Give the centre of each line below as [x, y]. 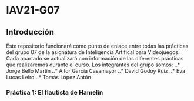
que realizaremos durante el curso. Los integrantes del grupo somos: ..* [93, 65]
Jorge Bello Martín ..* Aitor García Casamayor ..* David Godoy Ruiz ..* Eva [96, 71]
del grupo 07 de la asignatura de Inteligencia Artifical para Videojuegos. [93, 52]
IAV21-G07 [33, 10]
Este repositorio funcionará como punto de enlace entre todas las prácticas [97, 46]
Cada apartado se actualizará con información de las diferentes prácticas [95, 58]
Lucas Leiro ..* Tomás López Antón [48, 77]
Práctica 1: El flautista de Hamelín [55, 92]
